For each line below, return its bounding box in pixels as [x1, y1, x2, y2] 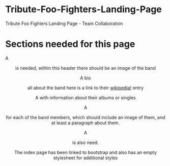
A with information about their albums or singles [35, 94, 136, 100]
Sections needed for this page [5, 38, 135, 50]
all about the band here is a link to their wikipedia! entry [27, 85, 144, 91]
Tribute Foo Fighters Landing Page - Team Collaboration [5, 20, 123, 26]
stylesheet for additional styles [53, 154, 118, 161]
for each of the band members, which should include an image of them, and [6, 114, 165, 120]
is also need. [72, 139, 99, 146]
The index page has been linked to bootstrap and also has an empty [14, 149, 157, 155]
